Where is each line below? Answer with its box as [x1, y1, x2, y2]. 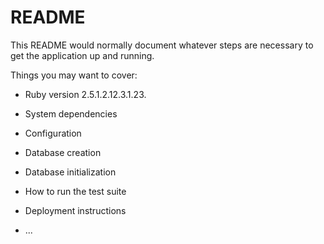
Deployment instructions [24, 204, 127, 216]
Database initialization [24, 166, 117, 178]
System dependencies [24, 107, 118, 120]
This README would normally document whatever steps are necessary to [10, 39, 314, 51]
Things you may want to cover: [10, 69, 138, 81]
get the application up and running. [10, 49, 155, 61]
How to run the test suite [24, 185, 127, 197]
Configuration [24, 127, 82, 139]
